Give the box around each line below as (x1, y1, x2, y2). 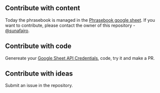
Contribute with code (5, 42, 72, 50)
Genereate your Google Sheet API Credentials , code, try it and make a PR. (5, 55, 155, 61)
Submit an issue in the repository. (5, 83, 73, 89)
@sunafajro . (5, 27, 30, 34)
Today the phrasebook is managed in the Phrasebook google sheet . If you (5, 17, 155, 23)
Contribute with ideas (5, 69, 73, 78)
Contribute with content (5, 4, 80, 12)
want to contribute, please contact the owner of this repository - (5, 22, 135, 28)
